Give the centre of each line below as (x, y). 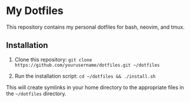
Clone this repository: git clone (53, 59)
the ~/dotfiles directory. (36, 93)
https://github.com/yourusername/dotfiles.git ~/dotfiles (87, 65)
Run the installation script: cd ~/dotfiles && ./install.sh (85, 76)
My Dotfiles (35, 11)
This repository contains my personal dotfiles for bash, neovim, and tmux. (96, 27)
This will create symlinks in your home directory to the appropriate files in (95, 87)
